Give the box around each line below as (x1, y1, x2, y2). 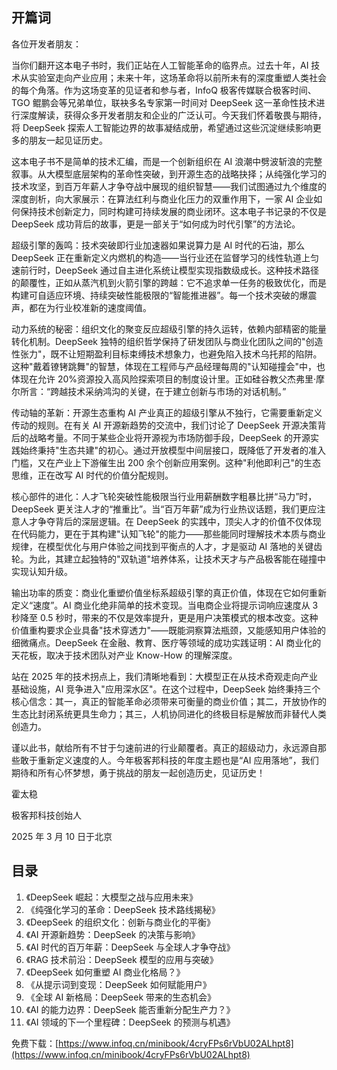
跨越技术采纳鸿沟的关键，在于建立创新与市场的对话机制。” (50, 385, 287, 397)
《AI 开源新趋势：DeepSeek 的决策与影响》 (25, 928, 201, 940)
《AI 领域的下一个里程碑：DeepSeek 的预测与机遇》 (25, 1016, 236, 1028)
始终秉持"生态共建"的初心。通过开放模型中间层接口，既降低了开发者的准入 (19, 444, 327, 456)
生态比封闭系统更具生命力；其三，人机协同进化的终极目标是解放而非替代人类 (11, 708, 327, 720)
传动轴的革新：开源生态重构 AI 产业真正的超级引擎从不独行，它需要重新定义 (11, 406, 323, 418)
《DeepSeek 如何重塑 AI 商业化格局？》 (25, 966, 186, 978)
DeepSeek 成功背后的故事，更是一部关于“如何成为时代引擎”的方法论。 (11, 218, 301, 230)
